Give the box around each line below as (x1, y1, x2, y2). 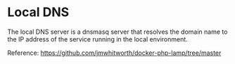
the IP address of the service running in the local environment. (7, 34, 188, 43)
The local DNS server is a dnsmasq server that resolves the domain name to (7, 27, 228, 36)
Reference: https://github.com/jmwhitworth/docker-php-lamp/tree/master (7, 49, 222, 57)
